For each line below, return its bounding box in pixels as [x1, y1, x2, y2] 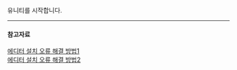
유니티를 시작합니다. [7, 6, 62, 14]
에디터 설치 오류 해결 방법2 [7, 55, 81, 64]
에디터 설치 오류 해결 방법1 [7, 47, 80, 55]
